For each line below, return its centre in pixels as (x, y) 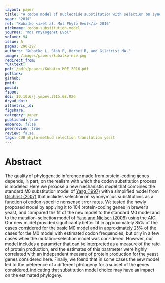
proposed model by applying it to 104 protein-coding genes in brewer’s (77, 207)
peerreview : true (23, 128)
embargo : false (21, 124)
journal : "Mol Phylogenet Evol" (38, 32)
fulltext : (15, 64)
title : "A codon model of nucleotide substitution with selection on (78, 14)
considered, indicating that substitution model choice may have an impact (80, 270)
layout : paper (20, 10)
